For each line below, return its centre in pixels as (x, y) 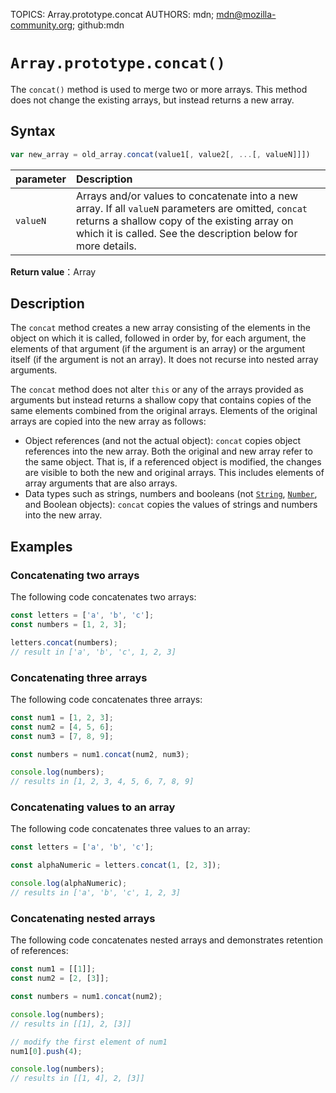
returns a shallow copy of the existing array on (185, 221)
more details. (106, 246)
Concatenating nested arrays (83, 918)
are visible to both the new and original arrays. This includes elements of (174, 473)
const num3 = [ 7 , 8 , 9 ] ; (62, 736)
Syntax (33, 131)
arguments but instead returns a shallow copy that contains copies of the (161, 400)
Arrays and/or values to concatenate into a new (187, 196)
